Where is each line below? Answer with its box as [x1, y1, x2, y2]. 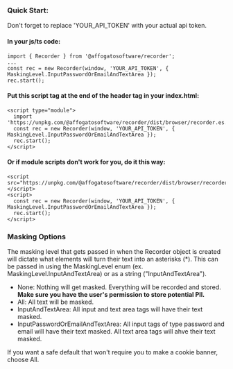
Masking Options [7, 232, 66, 241]
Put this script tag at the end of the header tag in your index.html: [7, 92, 200, 100]
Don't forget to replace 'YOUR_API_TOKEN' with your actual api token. [7, 22, 207, 30]
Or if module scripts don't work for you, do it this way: [7, 158, 166, 166]
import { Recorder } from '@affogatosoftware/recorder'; [7, 53, 175, 60]
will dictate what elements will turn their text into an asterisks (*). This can [7, 255, 218, 264]
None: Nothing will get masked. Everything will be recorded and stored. [17, 283, 222, 291]
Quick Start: [7, 6, 49, 15]
